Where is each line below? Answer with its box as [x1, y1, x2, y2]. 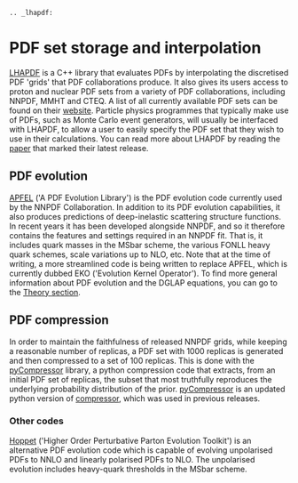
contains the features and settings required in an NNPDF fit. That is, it [9, 229, 263, 240]
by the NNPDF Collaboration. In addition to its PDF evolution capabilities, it [9, 201, 281, 213]
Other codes [9, 415, 64, 427]
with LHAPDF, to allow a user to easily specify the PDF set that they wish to [9, 124, 284, 134]
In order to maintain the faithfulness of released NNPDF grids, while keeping [9, 336, 288, 347]
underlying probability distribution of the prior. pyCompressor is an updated [9, 383, 286, 394]
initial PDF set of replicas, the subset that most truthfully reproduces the [9, 374, 272, 384]
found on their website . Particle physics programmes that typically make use [9, 105, 289, 116]
